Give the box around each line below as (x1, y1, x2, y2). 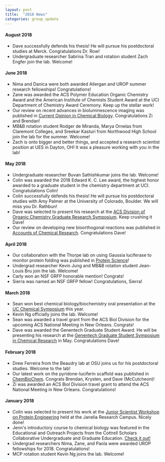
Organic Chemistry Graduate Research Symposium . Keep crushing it (12, 214, 153, 220)
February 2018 (5, 349, 36, 355)
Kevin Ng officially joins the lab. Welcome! (12, 311, 98, 317)
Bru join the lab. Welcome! (24, 268, 78, 274)
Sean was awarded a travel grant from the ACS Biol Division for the (12, 317, 150, 323)
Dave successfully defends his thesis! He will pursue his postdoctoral (12, 43, 155, 49)
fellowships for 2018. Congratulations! (12, 446, 90, 452)
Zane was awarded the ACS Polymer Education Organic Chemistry (12, 91, 149, 97)
